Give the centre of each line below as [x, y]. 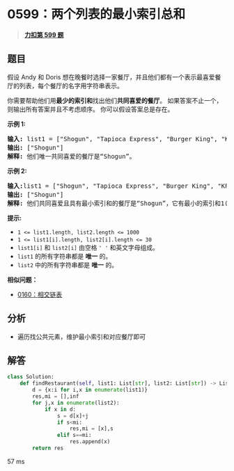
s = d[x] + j [73, 416]
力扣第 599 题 [44, 35]
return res [48, 448]
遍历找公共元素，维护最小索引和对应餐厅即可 [81, 336]
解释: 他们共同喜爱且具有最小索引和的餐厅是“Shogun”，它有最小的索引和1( [118, 203]
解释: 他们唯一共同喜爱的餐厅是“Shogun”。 [71, 156]
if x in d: [60, 409]
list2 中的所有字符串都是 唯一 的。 [68, 264]
